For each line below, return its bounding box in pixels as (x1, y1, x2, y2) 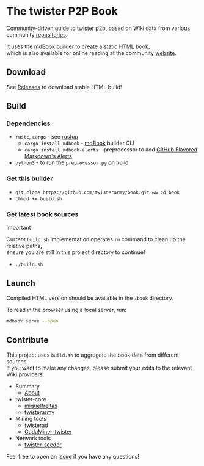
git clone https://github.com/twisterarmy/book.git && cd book (15, 189, 180, 195)
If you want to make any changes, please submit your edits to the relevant (6, 364, 192, 371)
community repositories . (6, 31, 68, 38)
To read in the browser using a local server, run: (6, 306, 127, 313)
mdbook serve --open (6, 318, 59, 324)
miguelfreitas (24, 402, 58, 409)
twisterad (24, 421, 48, 429)
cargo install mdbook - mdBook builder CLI (24, 139, 134, 147)
